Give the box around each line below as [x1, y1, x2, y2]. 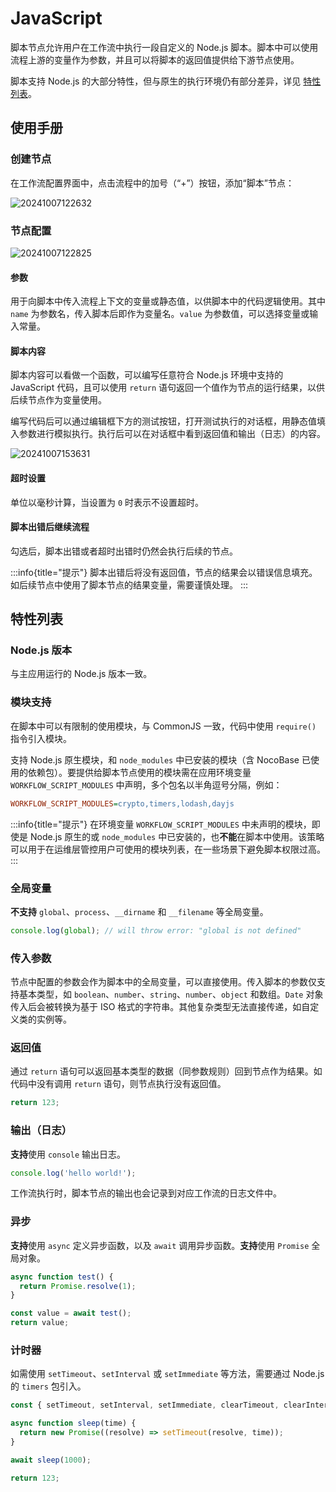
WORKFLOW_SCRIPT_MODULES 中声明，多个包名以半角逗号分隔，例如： [10, 778, 283, 791]
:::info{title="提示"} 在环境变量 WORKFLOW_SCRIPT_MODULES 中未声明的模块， [10, 818, 312, 830]
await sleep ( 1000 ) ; [10, 1455, 92, 1465]
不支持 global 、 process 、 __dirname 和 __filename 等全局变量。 [10, 905, 269, 917]
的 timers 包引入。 [10, 1380, 87, 1392]
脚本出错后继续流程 [10, 521, 90, 533]
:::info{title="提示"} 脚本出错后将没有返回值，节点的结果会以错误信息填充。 [10, 566, 318, 578]
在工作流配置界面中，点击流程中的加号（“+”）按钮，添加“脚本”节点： [10, 177, 295, 189]
